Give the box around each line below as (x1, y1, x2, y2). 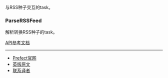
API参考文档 (5, 39, 30, 46)
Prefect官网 (12, 55, 36, 61)
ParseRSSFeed (5, 17, 42, 24)
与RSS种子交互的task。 (5, 4, 53, 10)
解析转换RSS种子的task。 (5, 29, 57, 35)
